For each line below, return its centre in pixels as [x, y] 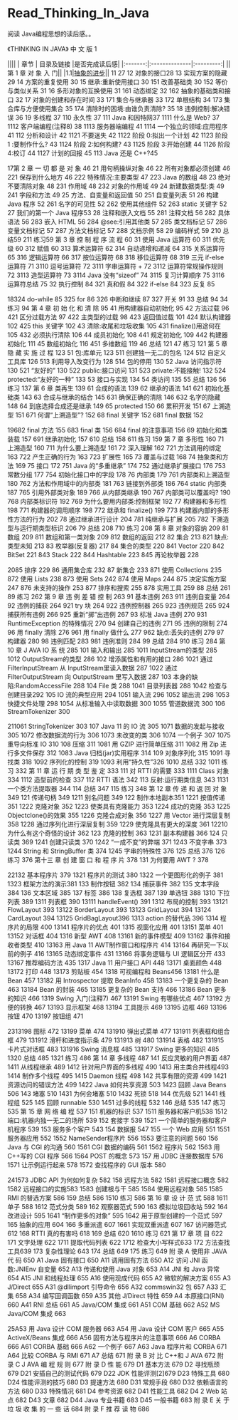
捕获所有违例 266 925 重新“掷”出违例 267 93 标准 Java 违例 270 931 [107, 614]
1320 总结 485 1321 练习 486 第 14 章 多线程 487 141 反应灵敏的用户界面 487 [119, 1058]
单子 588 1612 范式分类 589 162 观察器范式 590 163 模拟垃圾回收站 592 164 [118, 1206]
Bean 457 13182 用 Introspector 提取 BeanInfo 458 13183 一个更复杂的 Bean [118, 980]
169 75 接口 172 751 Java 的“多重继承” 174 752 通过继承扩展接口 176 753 [120, 465]
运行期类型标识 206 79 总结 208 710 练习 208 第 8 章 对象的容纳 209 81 [124, 528]
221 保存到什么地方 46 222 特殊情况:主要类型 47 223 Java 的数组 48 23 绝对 [119, 177]
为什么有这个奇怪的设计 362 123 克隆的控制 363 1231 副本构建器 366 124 [114, 833]
